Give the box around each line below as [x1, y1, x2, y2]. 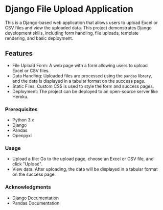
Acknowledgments [5, 184, 51, 190]
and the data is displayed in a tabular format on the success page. [12, 78, 146, 84]
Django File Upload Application [5, 3, 134, 15]
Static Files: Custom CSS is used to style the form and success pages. [12, 83, 154, 89]
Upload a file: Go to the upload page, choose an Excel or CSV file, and [12, 156, 154, 162]
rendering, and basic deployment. [5, 35, 73, 41]
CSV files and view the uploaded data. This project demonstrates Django [5, 24, 152, 30]
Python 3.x [12, 117, 34, 123]
